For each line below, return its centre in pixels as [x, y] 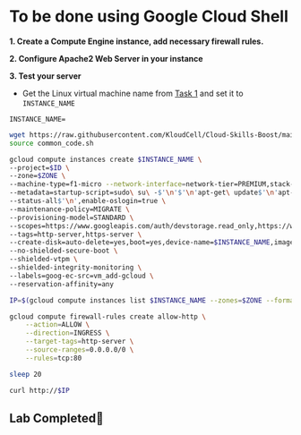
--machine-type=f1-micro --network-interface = [98, 184]
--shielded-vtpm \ [43, 260]
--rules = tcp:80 [54, 358]
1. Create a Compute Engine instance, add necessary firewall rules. [137, 41]
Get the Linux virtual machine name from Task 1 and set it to [133, 93]
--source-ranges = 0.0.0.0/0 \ [80, 350]
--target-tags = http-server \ [80, 342]
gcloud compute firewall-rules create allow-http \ [107, 316]
